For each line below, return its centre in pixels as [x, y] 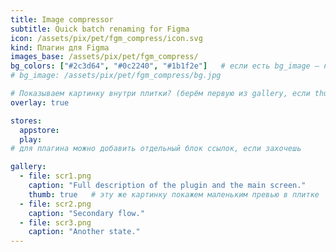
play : [31, 139]
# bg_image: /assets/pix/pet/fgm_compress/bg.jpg [116, 76]
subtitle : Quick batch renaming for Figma [100, 29]
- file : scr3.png [55, 222]
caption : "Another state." [84, 232]
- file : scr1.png [55, 176]
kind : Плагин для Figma [60, 47]
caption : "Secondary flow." [86, 213]
